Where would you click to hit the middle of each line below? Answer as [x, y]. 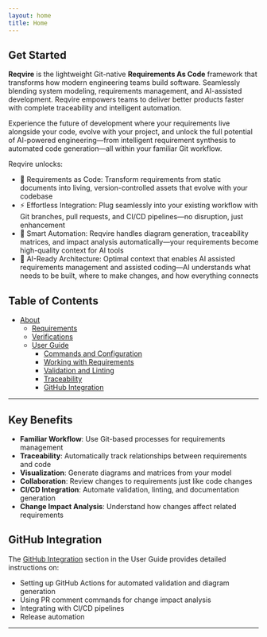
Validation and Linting [79, 371]
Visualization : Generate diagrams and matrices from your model [126, 473]
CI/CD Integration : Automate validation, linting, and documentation [130, 489]
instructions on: [34, 567]
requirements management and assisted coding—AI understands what [135, 268]
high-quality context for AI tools [72, 250]
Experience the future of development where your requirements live [119, 123]
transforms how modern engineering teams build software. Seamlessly [124, 83]
